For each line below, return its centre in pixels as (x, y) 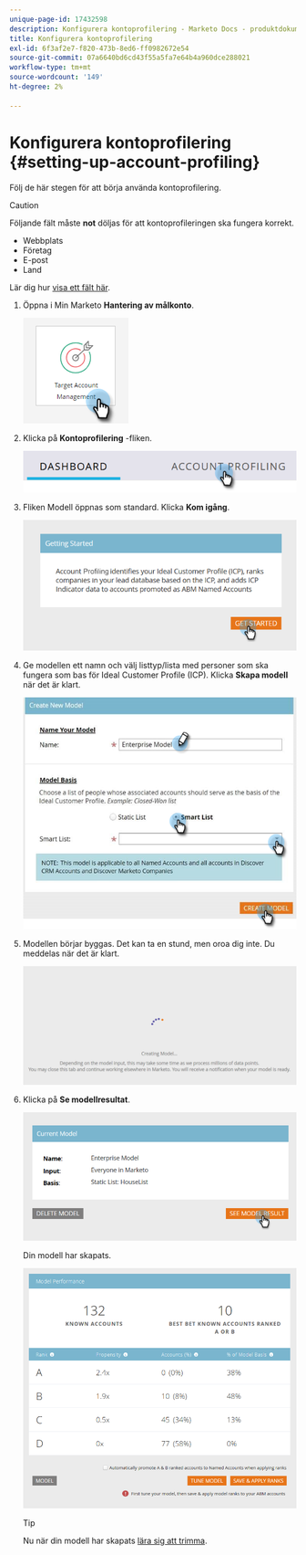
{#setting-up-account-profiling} (135, 162)
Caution (24, 205)
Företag (37, 250)
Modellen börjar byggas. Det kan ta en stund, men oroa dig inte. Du (148, 944)
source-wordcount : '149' (56, 78)
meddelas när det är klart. (71, 953)
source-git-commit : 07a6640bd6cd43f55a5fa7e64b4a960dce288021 (130, 58)
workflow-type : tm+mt (51, 68)
